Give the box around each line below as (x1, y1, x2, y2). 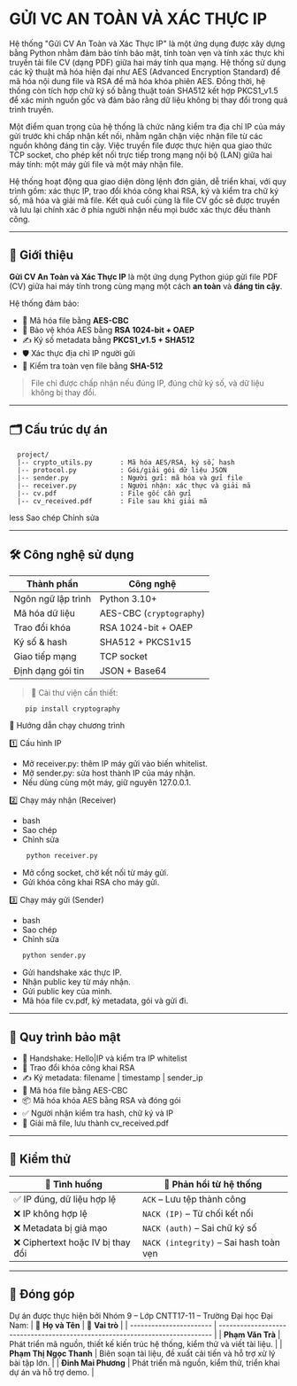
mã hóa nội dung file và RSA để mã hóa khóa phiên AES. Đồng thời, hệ (9, 75, 266, 86)
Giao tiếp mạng (13, 650, 77, 663)
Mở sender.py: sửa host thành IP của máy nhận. (21, 767, 196, 779)
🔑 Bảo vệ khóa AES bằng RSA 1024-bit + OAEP (21, 324, 194, 335)
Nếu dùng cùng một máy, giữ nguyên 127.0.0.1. (21, 777, 192, 788)
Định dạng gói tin (13, 665, 85, 677)
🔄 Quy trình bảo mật (9, 1029, 121, 1045)
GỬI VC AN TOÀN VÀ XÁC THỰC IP (9, 9, 268, 29)
